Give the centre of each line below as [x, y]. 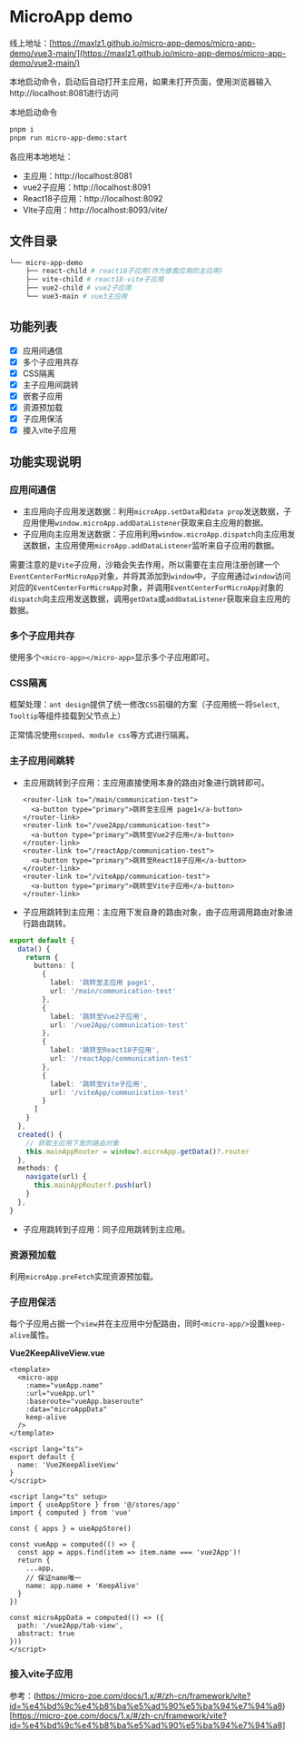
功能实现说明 [45, 462]
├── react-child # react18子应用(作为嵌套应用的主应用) [125, 271]
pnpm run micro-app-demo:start [69, 138]
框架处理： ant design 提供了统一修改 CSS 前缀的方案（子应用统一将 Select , [145, 705]
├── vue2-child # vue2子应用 [78, 288]
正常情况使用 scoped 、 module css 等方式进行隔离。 [102, 735]
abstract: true [46, 1634]
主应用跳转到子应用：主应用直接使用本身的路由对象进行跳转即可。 [146, 782]
